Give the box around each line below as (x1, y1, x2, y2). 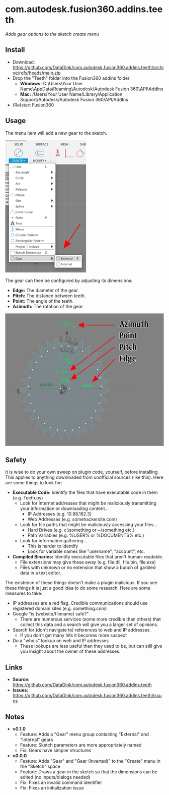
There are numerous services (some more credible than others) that (20, 616, 161, 622)
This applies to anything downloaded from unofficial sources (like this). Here (5, 474, 163, 480)
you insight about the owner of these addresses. (20, 648, 121, 654)
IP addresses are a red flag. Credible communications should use (12, 600, 148, 606)
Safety (5, 456, 27, 464)
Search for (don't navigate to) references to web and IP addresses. (12, 627, 151, 633)
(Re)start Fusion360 (12, 102, 54, 108)
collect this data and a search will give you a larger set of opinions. (20, 621, 158, 628)
